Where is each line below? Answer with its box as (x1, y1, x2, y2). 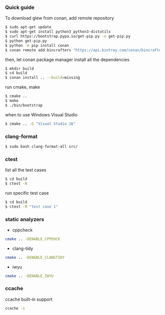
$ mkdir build (5, 66, 34, 71)
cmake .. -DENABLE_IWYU (5, 273, 54, 279)
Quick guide (5, 4, 35, 11)
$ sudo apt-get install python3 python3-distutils (5, 29, 111, 35)
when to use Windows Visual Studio (5, 111, 78, 117)
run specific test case (5, 190, 49, 196)
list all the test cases (5, 167, 47, 173)
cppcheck (12, 227, 33, 233)
